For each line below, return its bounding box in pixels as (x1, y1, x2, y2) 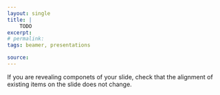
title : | (7, 16, 32, 23)
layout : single (7, 10, 51, 17)
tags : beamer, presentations (7, 42, 91, 49)
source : (7, 54, 30, 62)
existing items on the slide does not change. (7, 80, 132, 88)
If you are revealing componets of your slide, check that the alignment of (7, 72, 213, 81)
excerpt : (7, 29, 32, 36)
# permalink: (7, 36, 45, 42)
